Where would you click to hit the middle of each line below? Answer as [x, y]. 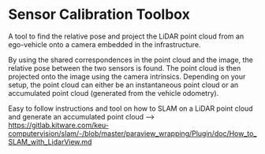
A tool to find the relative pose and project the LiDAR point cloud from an [126, 36]
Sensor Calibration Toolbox [99, 15]
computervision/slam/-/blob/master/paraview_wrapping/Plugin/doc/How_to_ [132, 133]
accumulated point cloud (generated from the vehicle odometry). [114, 93]
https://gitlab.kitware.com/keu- [58, 125]
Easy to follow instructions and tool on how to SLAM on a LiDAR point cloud [131, 108]
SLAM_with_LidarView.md [50, 141]
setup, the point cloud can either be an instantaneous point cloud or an [123, 85]
